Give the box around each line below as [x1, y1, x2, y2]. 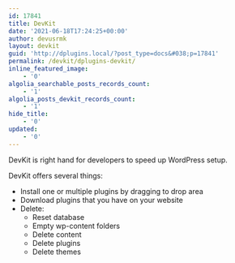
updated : [8, 125, 38, 133]
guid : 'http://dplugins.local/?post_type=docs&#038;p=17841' [8, 50, 220, 58]
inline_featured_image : [8, 65, 89, 73]
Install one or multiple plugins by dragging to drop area [19, 186, 204, 196]
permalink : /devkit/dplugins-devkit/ [8, 58, 136, 66]
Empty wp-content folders [32, 221, 120, 231]
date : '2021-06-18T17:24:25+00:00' [8, 27, 129, 35]
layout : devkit [8, 42, 60, 50]
